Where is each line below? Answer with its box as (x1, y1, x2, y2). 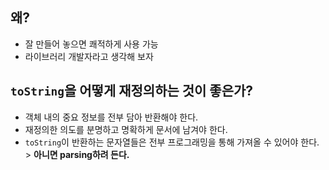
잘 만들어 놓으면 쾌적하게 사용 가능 (24, 38, 159, 50)
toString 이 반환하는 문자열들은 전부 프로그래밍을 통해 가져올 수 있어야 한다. (24, 136, 320, 148)
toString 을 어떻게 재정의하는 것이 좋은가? (10, 83, 254, 100)
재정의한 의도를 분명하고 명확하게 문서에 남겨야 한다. (24, 123, 228, 135)
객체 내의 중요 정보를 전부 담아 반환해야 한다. (24, 111, 199, 123)
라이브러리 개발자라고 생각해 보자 (24, 50, 154, 62)
